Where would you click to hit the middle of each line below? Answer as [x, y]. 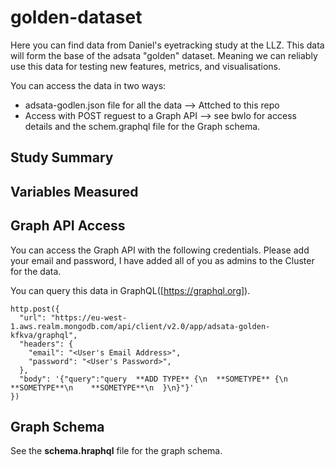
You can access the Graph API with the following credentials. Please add [160, 250]
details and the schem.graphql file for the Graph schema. [142, 126]
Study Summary [62, 157]
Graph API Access [68, 226]
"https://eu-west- [89, 317]
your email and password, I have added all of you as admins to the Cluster [162, 260]
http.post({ [35, 309]
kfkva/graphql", [44, 335]
